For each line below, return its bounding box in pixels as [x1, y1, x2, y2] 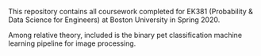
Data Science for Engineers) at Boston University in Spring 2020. [8, 15, 221, 24]
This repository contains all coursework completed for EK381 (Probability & [8, 7, 254, 16]
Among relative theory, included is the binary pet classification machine [8, 31, 243, 39]
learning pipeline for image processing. [8, 39, 136, 48]
